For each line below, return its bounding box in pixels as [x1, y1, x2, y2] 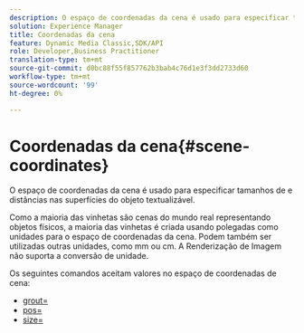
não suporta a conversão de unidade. [9, 251, 149, 262]
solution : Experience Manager [9, 22, 124, 31]
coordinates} [9, 155, 109, 176]
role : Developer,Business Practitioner [9, 47, 160, 56]
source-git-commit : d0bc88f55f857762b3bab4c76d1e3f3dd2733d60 [9, 64, 249, 73]
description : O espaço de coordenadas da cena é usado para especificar [9, 13, 290, 23]
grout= [22, 295, 48, 306]
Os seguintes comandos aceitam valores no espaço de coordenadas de [9, 268, 278, 279]
